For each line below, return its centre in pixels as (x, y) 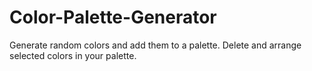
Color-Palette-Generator (113, 17)
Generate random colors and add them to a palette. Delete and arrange (155, 45)
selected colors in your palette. (73, 55)
